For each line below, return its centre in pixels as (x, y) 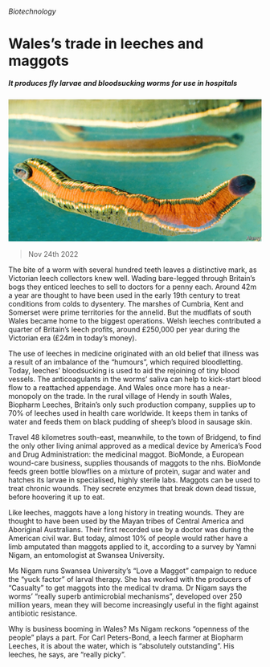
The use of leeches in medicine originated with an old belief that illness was (134, 354)
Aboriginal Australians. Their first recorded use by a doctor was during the (131, 530)
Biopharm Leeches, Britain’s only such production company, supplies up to (132, 405)
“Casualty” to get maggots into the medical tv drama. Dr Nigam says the (128, 588)
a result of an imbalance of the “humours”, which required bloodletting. (126, 362)
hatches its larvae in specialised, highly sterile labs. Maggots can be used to (135, 480)
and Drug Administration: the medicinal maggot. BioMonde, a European (126, 454)
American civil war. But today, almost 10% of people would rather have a (128, 539)
